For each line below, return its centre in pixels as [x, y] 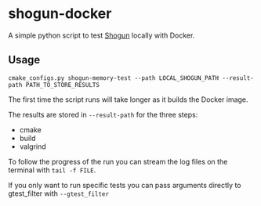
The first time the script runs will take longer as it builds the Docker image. [128, 99]
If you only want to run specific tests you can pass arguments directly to [125, 185]
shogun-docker [60, 14]
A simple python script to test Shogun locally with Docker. [101, 35]
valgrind [33, 146]
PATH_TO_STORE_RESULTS [63, 85]
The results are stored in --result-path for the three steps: [103, 114]
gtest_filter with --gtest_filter [59, 193]
